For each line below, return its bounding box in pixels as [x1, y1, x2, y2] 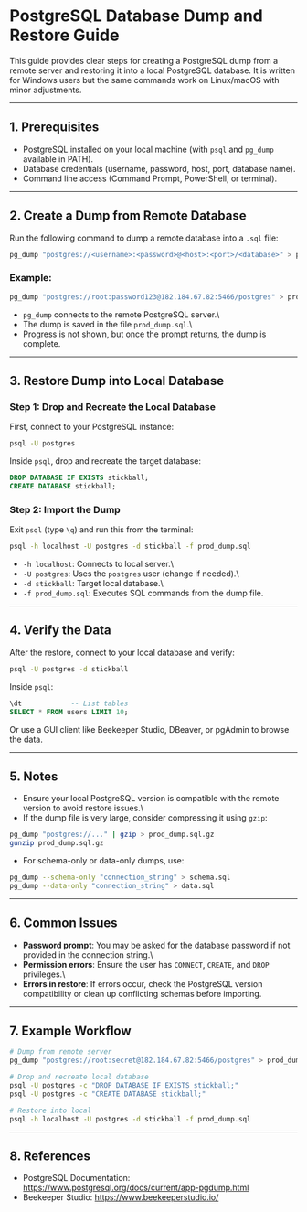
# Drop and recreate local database [9, 1072, 149, 1082]
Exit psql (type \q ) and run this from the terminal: [9, 524, 194, 535]
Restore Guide [9, 25, 120, 46]
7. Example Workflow [9, 1024, 132, 1039]
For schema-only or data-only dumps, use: [22, 855, 185, 866]
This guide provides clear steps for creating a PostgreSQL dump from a [9, 55, 279, 66]
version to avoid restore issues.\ [22, 802, 144, 814]
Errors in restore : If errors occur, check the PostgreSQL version [22, 978, 263, 989]
